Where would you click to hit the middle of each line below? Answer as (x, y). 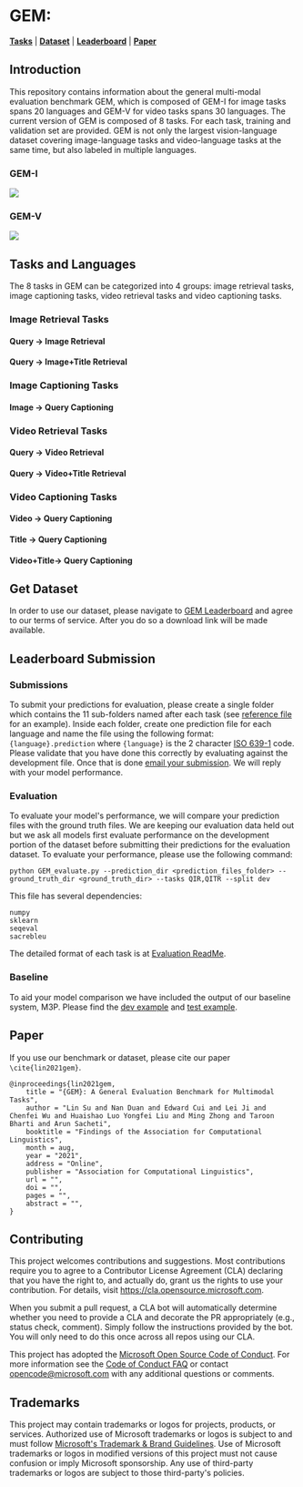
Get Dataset (44, 589)
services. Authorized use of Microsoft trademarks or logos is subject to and (151, 1434)
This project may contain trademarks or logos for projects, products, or (142, 1425)
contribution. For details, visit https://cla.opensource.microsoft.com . (137, 1290)
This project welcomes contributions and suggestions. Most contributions (147, 1261)
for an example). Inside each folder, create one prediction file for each (141, 724)
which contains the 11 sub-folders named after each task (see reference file (151, 714)
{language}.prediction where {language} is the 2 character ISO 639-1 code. (152, 743)
